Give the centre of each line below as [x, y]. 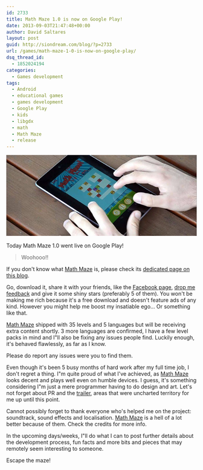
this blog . [18, 276]
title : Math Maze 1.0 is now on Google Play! [64, 19]
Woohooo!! [35, 258]
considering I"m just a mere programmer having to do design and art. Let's [99, 387]
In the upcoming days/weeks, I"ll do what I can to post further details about [100, 436]
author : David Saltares [36, 32]
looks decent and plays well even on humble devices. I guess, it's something [101, 380]
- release [24, 140]
